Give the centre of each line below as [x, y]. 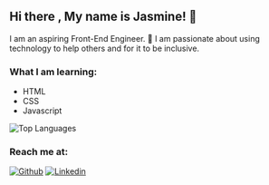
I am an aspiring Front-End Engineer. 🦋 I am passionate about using [135, 38]
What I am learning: [53, 72]
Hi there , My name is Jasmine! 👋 [103, 17]
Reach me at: [39, 152]
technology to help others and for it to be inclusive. [105, 48]
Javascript [42, 111]
